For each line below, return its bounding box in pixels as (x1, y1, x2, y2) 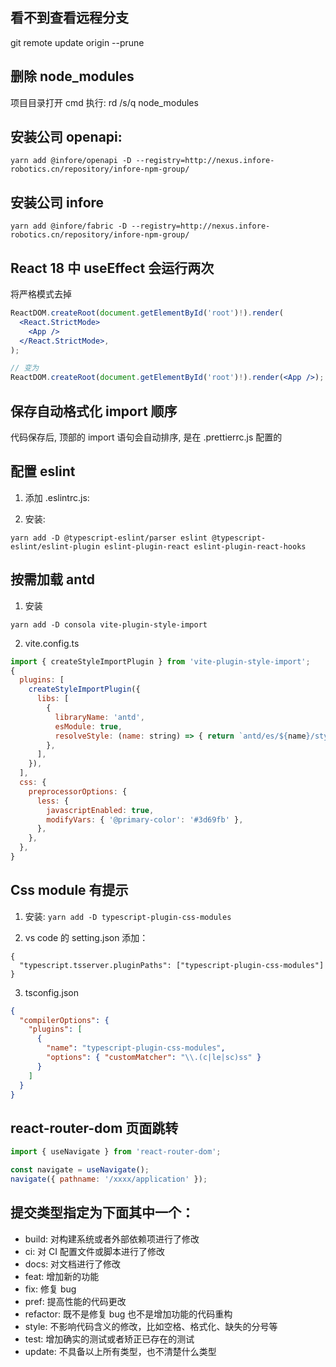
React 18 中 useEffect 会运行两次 (10, 259, 215, 277)
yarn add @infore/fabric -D (10, 221, 128, 232)
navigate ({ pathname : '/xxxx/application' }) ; (10, 1174, 208, 1184)
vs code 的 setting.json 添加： (24, 931, 149, 943)
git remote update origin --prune (10, 36, 145, 48)
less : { (36, 796, 70, 806)
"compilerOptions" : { (19, 1015, 110, 1025)
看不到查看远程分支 (10, 9, 129, 27)
